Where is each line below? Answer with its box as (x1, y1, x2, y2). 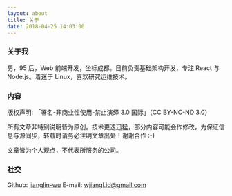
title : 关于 (7, 17, 39, 23)
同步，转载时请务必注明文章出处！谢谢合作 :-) (25, 131, 155, 140)
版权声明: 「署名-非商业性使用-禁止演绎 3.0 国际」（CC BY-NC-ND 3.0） (7, 108, 211, 116)
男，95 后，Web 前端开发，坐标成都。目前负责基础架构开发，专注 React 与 (7, 63, 220, 72)
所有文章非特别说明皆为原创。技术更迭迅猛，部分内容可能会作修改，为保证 (7, 122, 219, 131)
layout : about (7, 10, 48, 17)
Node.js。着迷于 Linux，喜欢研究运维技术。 (7, 72, 131, 80)
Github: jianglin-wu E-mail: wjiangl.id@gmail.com (7, 181, 146, 189)
